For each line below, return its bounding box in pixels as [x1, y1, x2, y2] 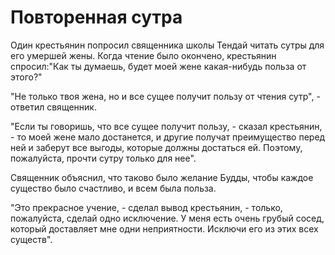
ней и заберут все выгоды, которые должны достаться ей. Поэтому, [10, 141, 303, 153]
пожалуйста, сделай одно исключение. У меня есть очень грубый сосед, [10, 212, 325, 224]
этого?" [10, 71, 43, 83]
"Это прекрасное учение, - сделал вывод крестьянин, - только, [10, 201, 283, 213]
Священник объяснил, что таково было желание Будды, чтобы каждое [10, 171, 314, 183]
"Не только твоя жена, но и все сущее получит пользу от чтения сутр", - [10, 90, 321, 102]
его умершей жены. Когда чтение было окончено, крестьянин [10, 49, 277, 61]
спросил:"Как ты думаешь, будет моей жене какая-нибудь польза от [10, 60, 307, 72]
